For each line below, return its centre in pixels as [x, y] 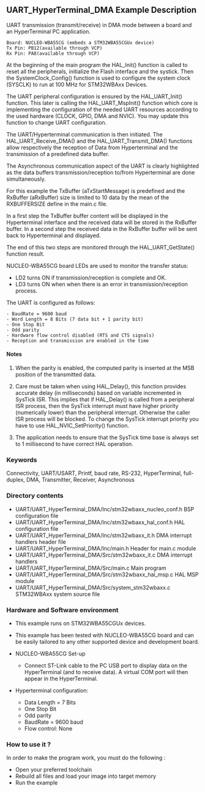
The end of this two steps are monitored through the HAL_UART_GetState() [101, 247]
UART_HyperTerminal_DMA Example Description [102, 10]
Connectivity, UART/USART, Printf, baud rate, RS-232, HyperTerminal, [94, 473]
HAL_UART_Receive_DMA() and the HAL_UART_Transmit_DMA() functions [99, 141]
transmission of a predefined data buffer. [58, 154]
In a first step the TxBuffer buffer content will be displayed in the [87, 216]
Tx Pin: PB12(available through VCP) [54, 48]
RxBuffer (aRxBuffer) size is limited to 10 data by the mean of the [88, 197]
